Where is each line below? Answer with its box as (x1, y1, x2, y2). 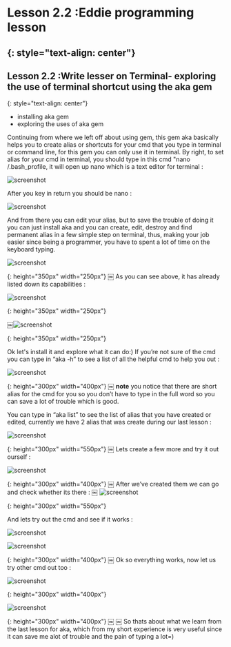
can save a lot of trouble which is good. (7, 398, 119, 406)
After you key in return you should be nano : (7, 189, 132, 198)
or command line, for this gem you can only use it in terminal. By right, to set (7, 148, 224, 156)
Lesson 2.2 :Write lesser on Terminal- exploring (7, 70, 217, 82)
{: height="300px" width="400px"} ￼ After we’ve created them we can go (7, 480, 219, 489)
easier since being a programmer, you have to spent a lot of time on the (7, 238, 210, 246)
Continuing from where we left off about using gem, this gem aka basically (7, 133, 219, 142)
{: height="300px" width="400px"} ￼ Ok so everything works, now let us (7, 556, 217, 564)
